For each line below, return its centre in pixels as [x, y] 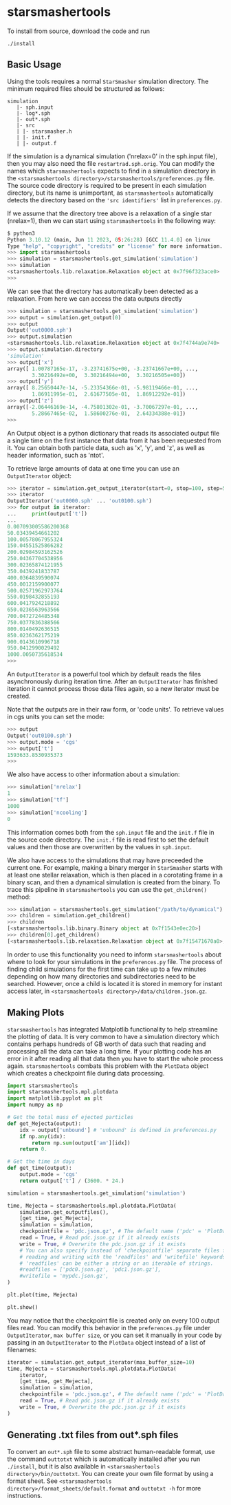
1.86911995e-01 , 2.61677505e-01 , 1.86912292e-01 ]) [109, 394]
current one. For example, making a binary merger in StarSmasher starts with [115, 867]
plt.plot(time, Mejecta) [43, 1295]
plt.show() [23, 1307]
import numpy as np [35, 1105]
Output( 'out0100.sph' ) [40, 736]
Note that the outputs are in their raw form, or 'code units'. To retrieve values [115, 709]
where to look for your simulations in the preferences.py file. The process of [115, 961]
